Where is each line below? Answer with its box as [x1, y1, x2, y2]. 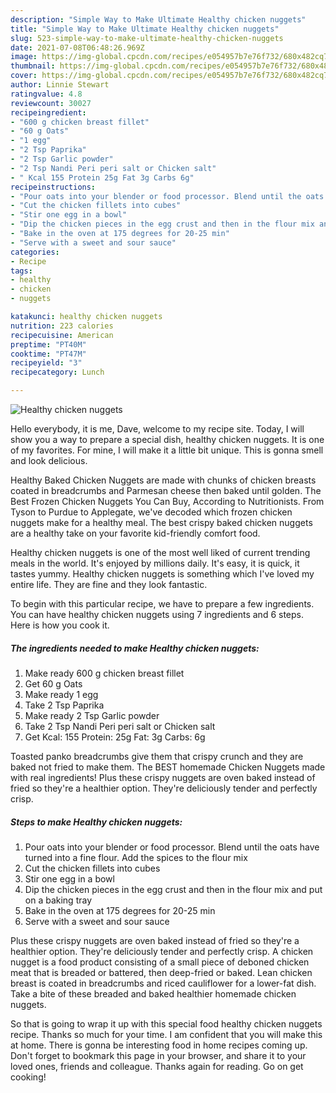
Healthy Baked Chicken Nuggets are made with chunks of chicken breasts [10, 474, 317, 486]
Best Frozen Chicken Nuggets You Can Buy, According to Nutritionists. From [10, 496, 325, 507]
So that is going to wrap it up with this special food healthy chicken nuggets [10, 1017, 323, 1030]
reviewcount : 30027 [10, 98, 92, 108]
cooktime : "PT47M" [10, 349, 87, 359]
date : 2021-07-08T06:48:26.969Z [10, 42, 145, 53]
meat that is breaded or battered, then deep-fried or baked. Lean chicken [10, 966, 313, 978]
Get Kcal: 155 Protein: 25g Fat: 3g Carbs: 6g [24, 731, 206, 743]
